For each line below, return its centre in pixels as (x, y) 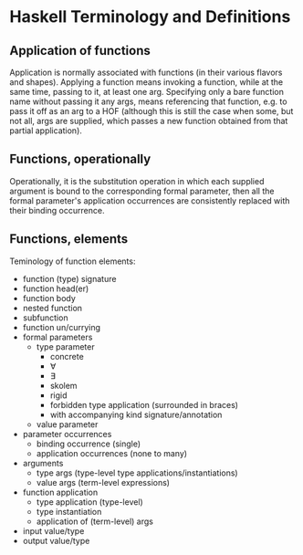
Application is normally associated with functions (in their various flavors (146, 72)
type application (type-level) (89, 502)
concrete (67, 356)
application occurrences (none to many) (112, 453)
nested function (52, 308)
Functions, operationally (80, 159)
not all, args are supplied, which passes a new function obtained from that (149, 121)
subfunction (45, 318)
